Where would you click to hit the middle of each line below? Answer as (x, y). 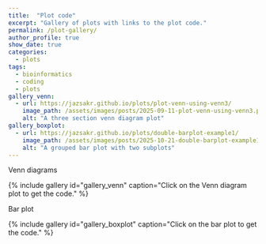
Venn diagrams (33, 170)
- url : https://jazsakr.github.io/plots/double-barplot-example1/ (127, 133)
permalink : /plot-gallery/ (53, 30)
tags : (17, 67)
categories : (28, 52)
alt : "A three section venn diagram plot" (93, 118)
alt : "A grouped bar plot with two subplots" (99, 148)
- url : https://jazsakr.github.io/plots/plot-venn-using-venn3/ (123, 103)
